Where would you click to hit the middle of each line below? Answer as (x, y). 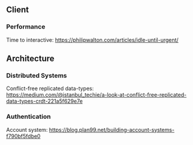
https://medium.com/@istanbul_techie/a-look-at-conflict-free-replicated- (96, 95)
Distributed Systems (37, 75)
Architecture (30, 59)
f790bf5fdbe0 (23, 136)
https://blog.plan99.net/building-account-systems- (112, 129)
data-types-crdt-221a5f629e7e (45, 101)
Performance (26, 27)
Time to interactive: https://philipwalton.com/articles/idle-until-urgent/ (92, 40)
